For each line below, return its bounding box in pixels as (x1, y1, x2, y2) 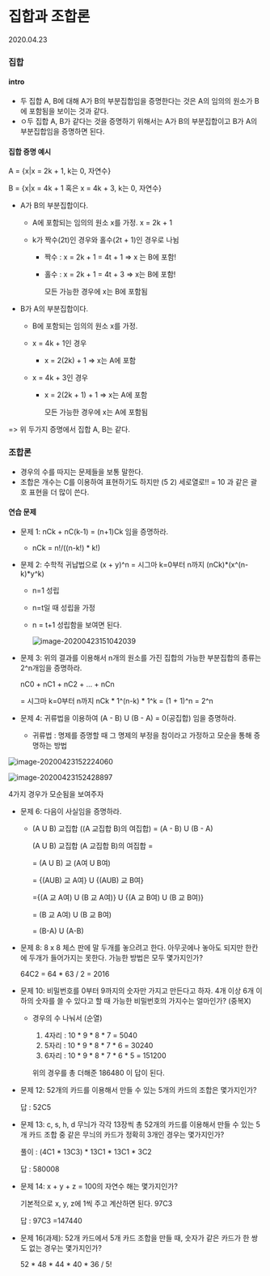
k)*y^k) (19, 568, 44, 578)
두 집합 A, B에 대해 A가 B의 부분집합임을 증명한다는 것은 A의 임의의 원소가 (19, 96, 253, 106)
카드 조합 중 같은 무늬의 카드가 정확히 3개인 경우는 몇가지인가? (28, 1129, 225, 1139)
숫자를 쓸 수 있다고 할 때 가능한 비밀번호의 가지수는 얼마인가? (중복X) (35, 996, 252, 1005)
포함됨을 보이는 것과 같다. (28, 106, 109, 116)
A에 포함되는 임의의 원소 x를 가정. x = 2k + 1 (32, 218, 172, 228)
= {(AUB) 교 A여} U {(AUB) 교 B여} (32, 875, 144, 884)
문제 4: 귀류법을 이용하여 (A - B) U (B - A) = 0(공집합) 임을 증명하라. (19, 713, 237, 722)
